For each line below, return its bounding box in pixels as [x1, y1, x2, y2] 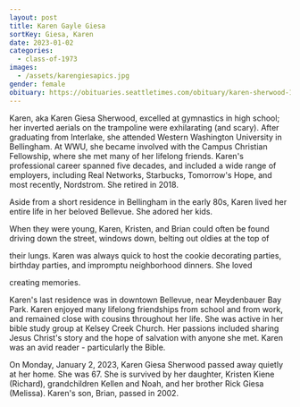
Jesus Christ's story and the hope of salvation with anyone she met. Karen [9, 332, 284, 343]
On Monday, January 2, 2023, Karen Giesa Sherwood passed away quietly [9, 359, 284, 369]
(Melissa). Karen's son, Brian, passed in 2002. [9, 387, 179, 398]
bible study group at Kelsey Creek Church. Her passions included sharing [9, 323, 279, 334]
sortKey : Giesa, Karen [9, 30, 94, 38]
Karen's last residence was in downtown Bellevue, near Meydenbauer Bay [9, 294, 282, 305]
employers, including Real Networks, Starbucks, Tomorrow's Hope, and [9, 169, 272, 180]
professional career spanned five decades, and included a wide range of [9, 160, 277, 171]
